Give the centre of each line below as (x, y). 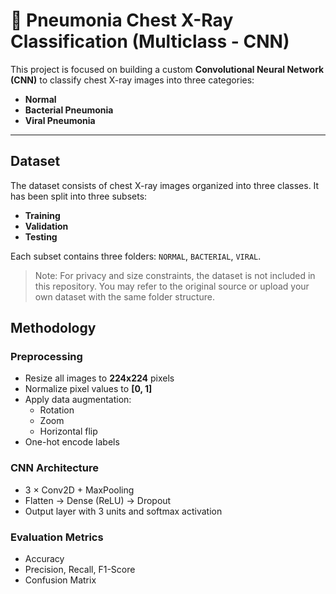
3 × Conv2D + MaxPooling (79, 490)
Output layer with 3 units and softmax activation (123, 511)
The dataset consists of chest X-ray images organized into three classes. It (165, 185)
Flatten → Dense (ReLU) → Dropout (98, 500)
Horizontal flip (68, 431)
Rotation (57, 410)
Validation (46, 226)
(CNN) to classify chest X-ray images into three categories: (132, 80)
